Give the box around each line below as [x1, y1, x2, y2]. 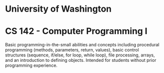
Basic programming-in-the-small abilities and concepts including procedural [5, 42, 160, 48]
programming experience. [5, 62, 58, 69]
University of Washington [5, 3, 112, 15]
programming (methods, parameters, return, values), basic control [5, 47, 139, 53]
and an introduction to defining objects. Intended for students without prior [5, 57, 157, 63]
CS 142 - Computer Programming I [5, 26, 148, 37]
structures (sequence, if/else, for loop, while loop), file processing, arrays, [5, 52, 155, 58]
